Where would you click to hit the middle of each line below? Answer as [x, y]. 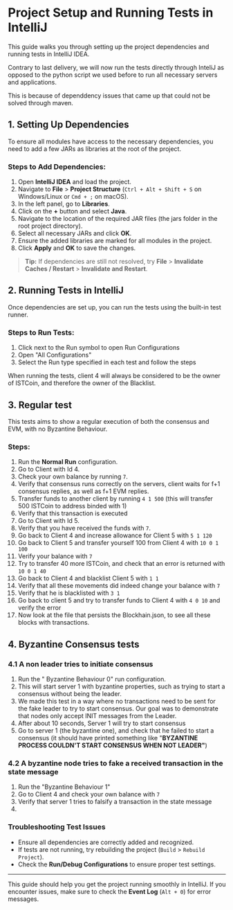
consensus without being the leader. [69, 693]
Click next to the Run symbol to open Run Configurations [99, 348]
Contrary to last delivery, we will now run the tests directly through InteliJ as [116, 67]
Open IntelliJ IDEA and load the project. [75, 182]
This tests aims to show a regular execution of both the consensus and [109, 421]
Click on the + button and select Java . [72, 211]
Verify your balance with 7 [55, 556]
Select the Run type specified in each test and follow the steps [107, 362]
